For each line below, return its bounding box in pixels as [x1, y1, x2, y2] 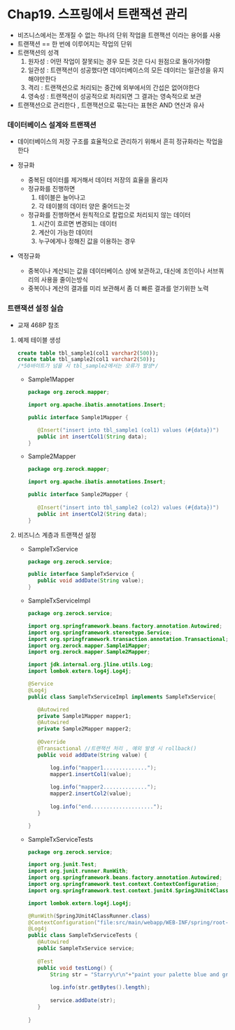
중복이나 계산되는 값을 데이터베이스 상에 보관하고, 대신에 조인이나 [27, 267, 206, 275]
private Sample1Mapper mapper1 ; [37, 712, 131, 719]
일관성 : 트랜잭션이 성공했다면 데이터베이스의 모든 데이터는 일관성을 [27, 66, 211, 74]
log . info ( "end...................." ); [50, 803, 163, 810]
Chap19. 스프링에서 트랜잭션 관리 [7, 6, 188, 22]
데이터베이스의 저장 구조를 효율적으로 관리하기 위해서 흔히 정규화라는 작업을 [17, 137, 224, 146]
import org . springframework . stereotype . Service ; [27, 629, 173, 636]
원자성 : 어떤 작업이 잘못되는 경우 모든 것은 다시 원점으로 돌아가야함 [27, 57, 211, 65]
